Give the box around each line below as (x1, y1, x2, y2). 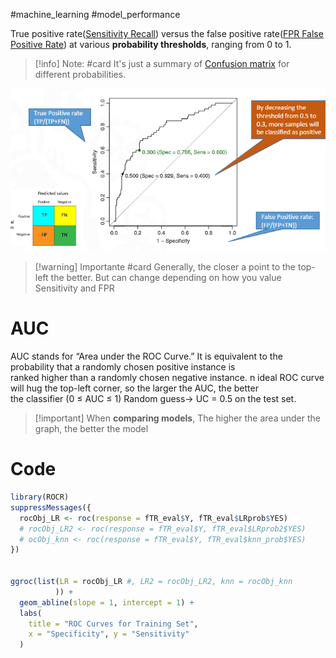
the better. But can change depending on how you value (50, 272, 282, 284)
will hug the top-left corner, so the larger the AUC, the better (10, 382, 259, 394)
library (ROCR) (10, 492, 70, 503)
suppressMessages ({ (10, 502, 92, 513)
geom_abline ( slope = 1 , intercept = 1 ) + (19, 597, 195, 608)
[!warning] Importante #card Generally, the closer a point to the (34, 261, 297, 273)
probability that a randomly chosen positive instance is (10, 361, 236, 373)
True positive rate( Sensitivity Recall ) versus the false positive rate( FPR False (10, 28, 324, 39)
